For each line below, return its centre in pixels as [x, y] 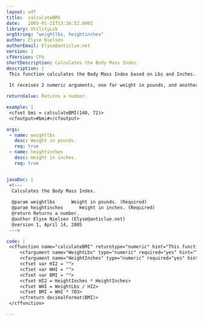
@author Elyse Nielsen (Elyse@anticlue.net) [69, 219]
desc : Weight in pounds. [46, 141]
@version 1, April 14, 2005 [47, 225]
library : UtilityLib [32, 29]
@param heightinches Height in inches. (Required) [83, 208]
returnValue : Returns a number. [47, 96]
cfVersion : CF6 [25, 57]
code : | [16, 241]
